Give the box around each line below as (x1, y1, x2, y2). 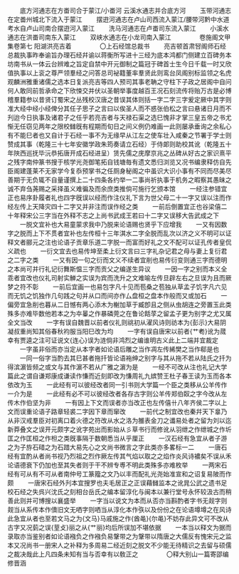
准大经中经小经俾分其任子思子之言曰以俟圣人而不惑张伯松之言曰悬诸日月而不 (7, 104, 232, 113)
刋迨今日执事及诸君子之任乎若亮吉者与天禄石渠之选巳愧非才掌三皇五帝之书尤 (7, 113, 232, 121)
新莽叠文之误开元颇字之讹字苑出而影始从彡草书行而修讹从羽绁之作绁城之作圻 (7, 425, 232, 434)
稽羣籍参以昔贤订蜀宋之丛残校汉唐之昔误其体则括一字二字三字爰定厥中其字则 (7, 96, 232, 103)
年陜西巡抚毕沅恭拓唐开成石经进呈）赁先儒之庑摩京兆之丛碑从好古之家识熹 (7, 149, 225, 157)
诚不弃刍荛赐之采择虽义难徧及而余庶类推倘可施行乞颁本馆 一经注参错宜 (7, 185, 228, 193)
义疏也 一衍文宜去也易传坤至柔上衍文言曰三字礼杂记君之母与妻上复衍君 (7, 247, 228, 255)
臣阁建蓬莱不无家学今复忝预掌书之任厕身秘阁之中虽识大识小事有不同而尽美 (7, 167, 225, 175)
